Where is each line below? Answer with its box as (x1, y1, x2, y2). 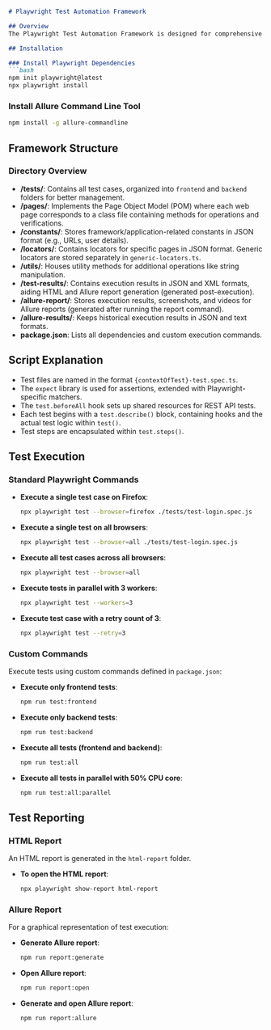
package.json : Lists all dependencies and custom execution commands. (19, 330, 263, 340)
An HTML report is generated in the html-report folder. (8, 854, 192, 863)
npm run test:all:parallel (19, 788, 112, 796)
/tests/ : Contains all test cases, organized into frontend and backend (19, 184, 248, 193)
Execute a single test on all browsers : (19, 522, 148, 533)
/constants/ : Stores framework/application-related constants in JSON (19, 226, 254, 236)
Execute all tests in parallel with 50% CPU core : (19, 773, 184, 783)
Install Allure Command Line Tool (8, 100, 141, 112)
